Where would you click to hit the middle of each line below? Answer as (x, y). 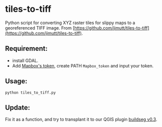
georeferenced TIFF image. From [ (40, 28)
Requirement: (27, 48)
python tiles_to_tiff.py (30, 93)
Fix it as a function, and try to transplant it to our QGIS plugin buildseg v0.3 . (81, 120)
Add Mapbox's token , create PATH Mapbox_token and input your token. (83, 65)
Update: (18, 108)
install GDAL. (25, 61)
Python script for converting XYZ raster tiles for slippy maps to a (70, 23)
